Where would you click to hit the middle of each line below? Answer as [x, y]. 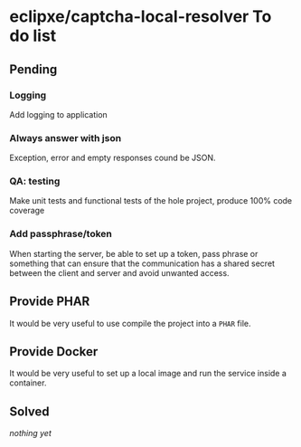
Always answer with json [66, 138]
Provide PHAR [50, 302]
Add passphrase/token [61, 234]
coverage [27, 211]
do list [33, 36]
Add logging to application [59, 114]
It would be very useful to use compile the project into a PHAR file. [130, 323]
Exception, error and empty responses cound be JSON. [113, 158]
